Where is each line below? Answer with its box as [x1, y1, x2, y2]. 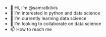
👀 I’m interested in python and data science [10, 10, 100, 16]
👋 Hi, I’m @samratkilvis [10, 5, 58, 10]
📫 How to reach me [10, 26, 52, 32]
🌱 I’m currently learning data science [10, 15, 87, 21]
